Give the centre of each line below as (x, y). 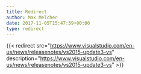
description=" (23, 58)
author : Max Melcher (32, 17)
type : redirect (25, 29)
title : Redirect (27, 12)
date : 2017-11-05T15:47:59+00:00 (48, 23)
